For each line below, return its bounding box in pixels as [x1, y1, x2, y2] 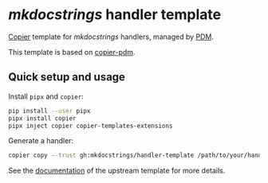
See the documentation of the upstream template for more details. [8, 165, 226, 176]
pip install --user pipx [8, 107, 91, 115]
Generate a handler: [8, 136, 74, 146]
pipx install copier [8, 114, 77, 123]
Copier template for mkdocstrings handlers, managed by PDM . [8, 32, 214, 41]
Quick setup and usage [8, 70, 126, 84]
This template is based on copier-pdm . [8, 47, 136, 56]
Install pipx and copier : [8, 91, 84, 101]
